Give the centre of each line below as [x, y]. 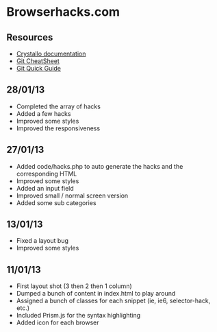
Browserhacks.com [63, 12]
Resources [30, 37]
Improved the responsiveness [58, 128]
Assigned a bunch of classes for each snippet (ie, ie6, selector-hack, [113, 301]
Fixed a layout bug [42, 241]
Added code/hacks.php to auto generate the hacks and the [100, 166]
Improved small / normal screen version [72, 195]
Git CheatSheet [38, 61]
